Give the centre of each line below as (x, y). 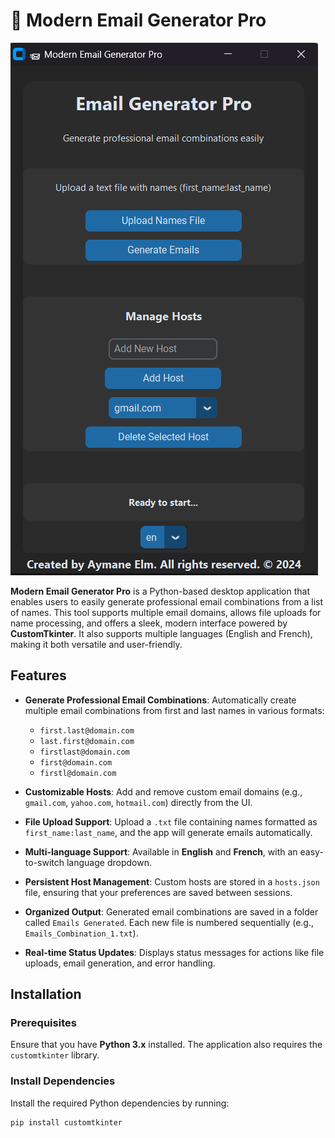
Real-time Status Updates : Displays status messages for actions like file (174, 952)
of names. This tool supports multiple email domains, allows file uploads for (166, 612)
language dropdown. (109, 862)
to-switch (44, 862)
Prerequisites (43, 1023)
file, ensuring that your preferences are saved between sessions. (158, 892)
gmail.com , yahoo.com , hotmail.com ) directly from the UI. (138, 802)
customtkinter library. (55, 1055)
